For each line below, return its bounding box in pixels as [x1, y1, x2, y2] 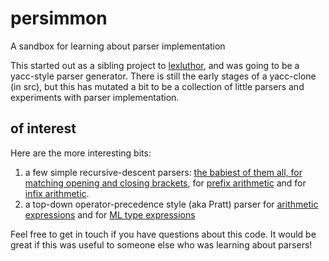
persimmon [10, 7, 108, 30]
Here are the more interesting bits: [10, 147, 152, 159]
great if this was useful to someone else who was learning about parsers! [10, 238, 313, 251]
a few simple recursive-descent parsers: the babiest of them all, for [24, 166, 303, 178]
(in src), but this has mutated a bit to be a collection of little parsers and [10, 80, 305, 92]
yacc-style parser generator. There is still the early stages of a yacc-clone [10, 70, 317, 82]
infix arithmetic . [24, 187, 90, 199]
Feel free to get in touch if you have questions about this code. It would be [10, 228, 317, 240]
